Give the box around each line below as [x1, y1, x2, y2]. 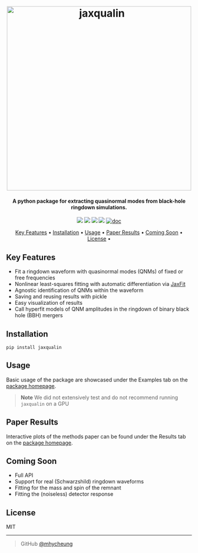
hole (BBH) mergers [14, 312, 63, 319]
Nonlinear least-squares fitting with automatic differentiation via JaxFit [14, 281, 186, 288]
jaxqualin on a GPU [20, 400, 70, 407]
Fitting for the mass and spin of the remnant [14, 484, 122, 492]
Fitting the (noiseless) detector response [14, 491, 114, 498]
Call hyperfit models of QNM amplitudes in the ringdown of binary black [14, 305, 190, 312]
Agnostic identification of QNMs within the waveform [14, 287, 144, 294]
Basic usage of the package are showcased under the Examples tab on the [6, 376, 189, 383]
